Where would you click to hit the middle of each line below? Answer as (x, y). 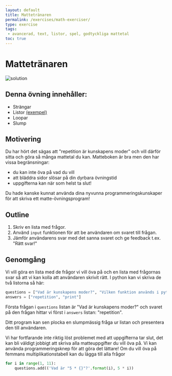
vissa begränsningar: (27, 163)
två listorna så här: (25, 283)
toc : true (16, 39)
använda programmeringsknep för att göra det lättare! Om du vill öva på (81, 348)
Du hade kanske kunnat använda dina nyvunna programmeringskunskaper (84, 193)
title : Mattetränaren (28, 15)
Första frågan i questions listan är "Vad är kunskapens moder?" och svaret (84, 307)
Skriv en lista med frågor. (39, 227)
